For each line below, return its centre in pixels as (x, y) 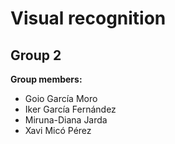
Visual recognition (88, 18)
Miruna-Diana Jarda (66, 120)
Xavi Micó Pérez (58, 130)
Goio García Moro (61, 98)
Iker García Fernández (70, 109)
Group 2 (36, 55)
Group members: (46, 79)
